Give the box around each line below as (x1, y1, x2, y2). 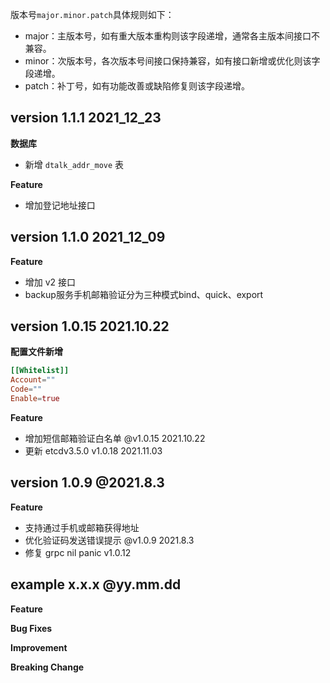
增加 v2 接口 (24, 276, 77, 288)
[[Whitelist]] (10, 366, 70, 376)
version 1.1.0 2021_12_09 (10, 229, 166, 246)
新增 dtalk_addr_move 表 (24, 158, 125, 170)
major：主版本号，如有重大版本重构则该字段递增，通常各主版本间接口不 (24, 30, 320, 42)
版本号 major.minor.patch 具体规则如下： (10, 9, 175, 20)
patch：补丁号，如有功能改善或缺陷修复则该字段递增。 (24, 80, 251, 92)
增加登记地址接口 (24, 199, 96, 211)
